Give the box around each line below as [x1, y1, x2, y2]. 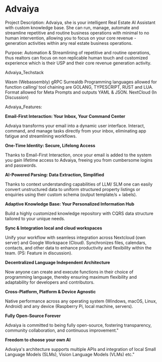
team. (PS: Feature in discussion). [5, 250, 72, 256]
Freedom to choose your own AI [5, 337, 71, 343]
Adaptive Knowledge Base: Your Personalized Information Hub [5, 201, 135, 207]
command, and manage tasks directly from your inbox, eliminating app [5, 128, 146, 133]
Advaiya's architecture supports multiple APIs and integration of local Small [5, 346, 156, 352]
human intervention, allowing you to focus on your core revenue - [5, 35, 136, 41]
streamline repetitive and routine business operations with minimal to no [5, 30, 149, 36]
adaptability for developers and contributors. [5, 279, 95, 285]
